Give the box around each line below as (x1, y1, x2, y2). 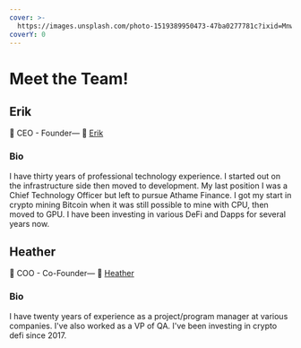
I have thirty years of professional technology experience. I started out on (9, 170, 280, 181)
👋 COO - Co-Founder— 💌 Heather (9, 268, 134, 279)
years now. (9, 218, 50, 229)
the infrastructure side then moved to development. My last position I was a (9, 180, 288, 191)
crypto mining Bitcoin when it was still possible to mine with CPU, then (9, 199, 269, 210)
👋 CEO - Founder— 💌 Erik (9, 127, 104, 139)
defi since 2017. (9, 329, 67, 341)
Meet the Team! (9, 68, 129, 89)
